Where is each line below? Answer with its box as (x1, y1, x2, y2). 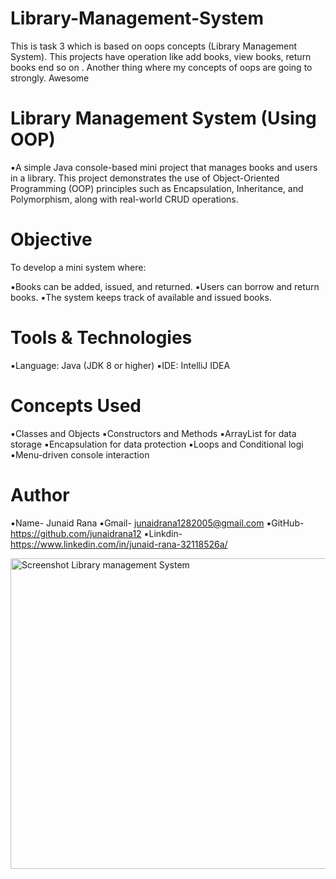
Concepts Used (10, 394, 142, 417)
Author (10, 483, 70, 506)
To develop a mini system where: (10, 261, 147, 273)
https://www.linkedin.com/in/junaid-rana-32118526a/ (10, 538, 228, 550)
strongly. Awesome (10, 72, 90, 84)
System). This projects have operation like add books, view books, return (10, 50, 312, 62)
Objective (10, 228, 93, 251)
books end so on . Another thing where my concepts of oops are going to (10, 61, 313, 73)
